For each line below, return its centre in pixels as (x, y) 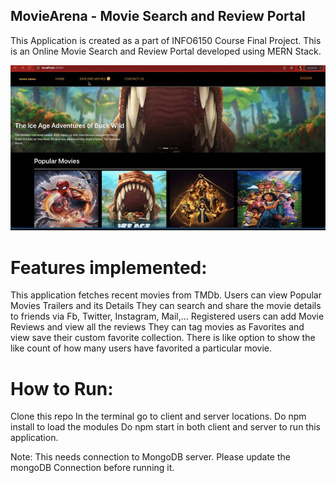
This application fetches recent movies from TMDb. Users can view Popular (166, 295)
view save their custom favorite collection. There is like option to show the (163, 338)
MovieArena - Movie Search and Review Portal (158, 16)
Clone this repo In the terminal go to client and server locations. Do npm (158, 416)
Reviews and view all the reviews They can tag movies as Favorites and (157, 327)
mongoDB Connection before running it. (92, 468)
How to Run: (62, 388)
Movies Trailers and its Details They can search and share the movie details (166, 306)
